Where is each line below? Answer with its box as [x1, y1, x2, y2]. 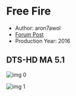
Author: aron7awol [14, 24, 61, 32]
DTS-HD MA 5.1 [6, 55, 65, 65]
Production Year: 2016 [14, 37, 71, 44]
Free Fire [6, 4, 51, 18]
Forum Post [14, 30, 44, 38]
